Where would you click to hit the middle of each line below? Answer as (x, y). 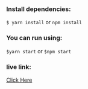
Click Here (19, 80)
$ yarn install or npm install (44, 22)
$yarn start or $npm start (39, 51)
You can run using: (34, 38)
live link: (19, 67)
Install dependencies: (39, 9)
